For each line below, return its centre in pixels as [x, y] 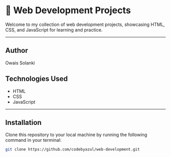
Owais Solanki [20, 62]
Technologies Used [36, 79]
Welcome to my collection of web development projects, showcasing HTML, [85, 24]
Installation [23, 122]
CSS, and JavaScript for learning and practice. [54, 29]
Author [17, 51]
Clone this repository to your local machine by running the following [76, 135]
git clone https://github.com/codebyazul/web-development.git [73, 149]
